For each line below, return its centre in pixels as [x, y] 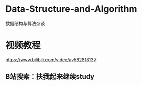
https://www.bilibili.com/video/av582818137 [51, 60]
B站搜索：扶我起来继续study [50, 77]
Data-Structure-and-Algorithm [71, 9]
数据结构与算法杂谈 [25, 23]
